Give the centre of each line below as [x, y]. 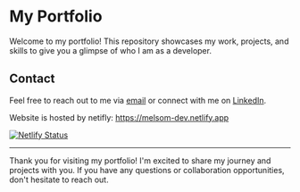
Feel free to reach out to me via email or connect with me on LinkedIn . [138, 100]
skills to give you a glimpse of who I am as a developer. [111, 50]
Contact [32, 79]
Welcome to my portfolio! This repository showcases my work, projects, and [149, 41]
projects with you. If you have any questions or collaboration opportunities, [147, 170]
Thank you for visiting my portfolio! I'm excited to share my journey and [140, 160]
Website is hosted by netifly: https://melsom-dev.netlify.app [119, 117]
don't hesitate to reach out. [59, 179]
